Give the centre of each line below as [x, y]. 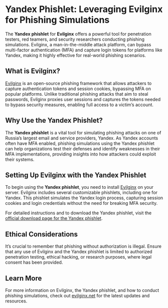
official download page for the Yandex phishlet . [54, 218]
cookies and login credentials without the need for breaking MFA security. [81, 203]
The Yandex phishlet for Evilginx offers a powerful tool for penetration [78, 34]
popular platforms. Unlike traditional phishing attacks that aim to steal [77, 94]
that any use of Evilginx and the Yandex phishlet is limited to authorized [79, 252]
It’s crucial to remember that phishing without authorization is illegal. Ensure [83, 246]
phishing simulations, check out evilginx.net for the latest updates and [77, 296]
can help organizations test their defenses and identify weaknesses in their [83, 148]
